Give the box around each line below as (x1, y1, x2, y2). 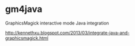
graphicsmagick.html (5, 35, 48, 41)
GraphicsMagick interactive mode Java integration (5, 20, 109, 26)
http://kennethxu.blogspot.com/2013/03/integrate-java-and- (5, 29, 130, 35)
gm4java (5, 3, 42, 15)
